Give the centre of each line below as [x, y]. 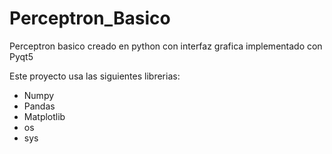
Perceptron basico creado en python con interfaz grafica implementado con [166, 46]
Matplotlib [44, 116]
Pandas [39, 106]
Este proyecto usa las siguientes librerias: [95, 76]
